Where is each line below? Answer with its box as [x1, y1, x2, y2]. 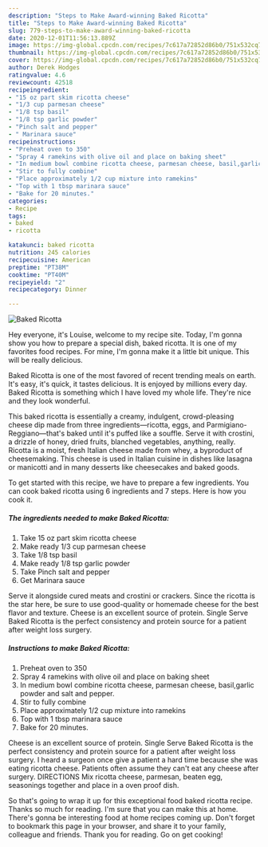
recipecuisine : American [8, 256, 91, 264]
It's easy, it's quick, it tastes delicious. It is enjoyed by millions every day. [8, 380, 247, 389]
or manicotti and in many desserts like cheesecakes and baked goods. [8, 463, 240, 472]
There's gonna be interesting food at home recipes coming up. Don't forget [8, 813, 255, 822]
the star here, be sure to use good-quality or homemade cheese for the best [8, 600, 259, 609]
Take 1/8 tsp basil [19, 550, 77, 560]
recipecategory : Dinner [8, 286, 88, 293]
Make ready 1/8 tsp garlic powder [19, 559, 130, 569]
